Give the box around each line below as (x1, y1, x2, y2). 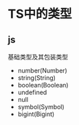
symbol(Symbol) (17, 103, 65, 111)
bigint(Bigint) (17, 110, 55, 118)
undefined (17, 88, 47, 96)
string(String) (17, 74, 56, 82)
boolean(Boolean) (17, 81, 69, 89)
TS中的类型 (8, 6, 72, 22)
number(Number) (17, 66, 67, 74)
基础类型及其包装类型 (8, 53, 68, 61)
